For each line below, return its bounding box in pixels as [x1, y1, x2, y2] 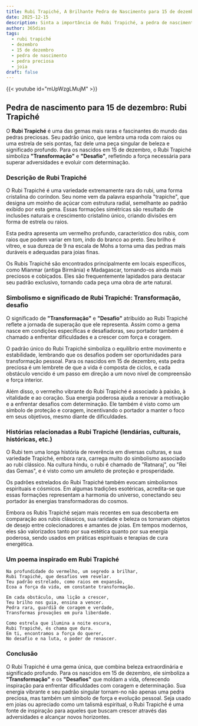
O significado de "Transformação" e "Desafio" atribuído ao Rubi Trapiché [6, 315, 188, 322]
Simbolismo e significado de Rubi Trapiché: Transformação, [6, 294, 181, 302]
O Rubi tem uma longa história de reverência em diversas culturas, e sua [6, 448, 182, 455]
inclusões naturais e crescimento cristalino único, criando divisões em [6, 212, 177, 219]
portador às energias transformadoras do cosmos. [6, 497, 128, 504]
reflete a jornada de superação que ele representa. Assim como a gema [6, 320, 181, 328]
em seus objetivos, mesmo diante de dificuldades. [6, 413, 128, 420]
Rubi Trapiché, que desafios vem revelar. [6, 574, 112, 580]
